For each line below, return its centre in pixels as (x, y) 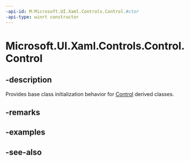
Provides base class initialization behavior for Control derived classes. (90, 94)
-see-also (24, 152)
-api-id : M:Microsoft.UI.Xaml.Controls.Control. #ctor (72, 11)
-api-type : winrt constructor (42, 17)
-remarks (23, 112)
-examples (25, 132)
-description (29, 80)
